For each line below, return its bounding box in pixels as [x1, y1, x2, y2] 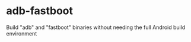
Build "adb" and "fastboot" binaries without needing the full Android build [6, 24, 186, 31]
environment [6, 30, 37, 37]
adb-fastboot [6, 4, 73, 18]
